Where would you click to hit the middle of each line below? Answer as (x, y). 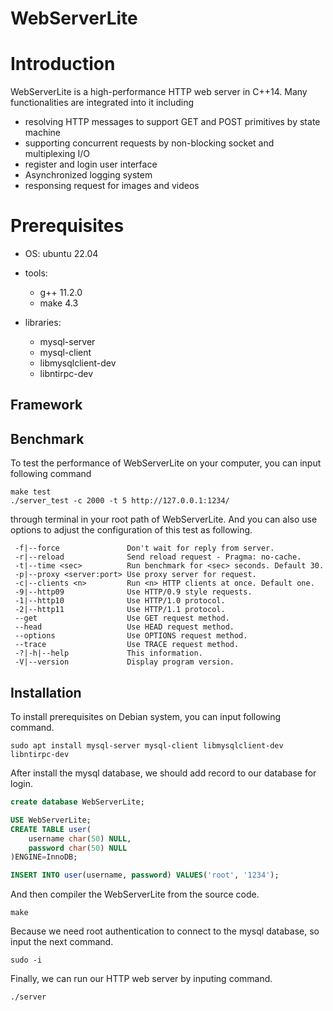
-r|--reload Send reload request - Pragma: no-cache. (158, 557)
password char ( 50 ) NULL (78, 848)
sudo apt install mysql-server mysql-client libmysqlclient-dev (147, 746)
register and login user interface (91, 164)
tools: (36, 273)
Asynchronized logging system (88, 175)
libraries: (43, 323)
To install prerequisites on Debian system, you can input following (146, 717)
